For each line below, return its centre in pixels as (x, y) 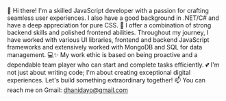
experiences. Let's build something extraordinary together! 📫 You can (106, 80)
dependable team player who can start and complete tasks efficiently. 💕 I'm (113, 65)
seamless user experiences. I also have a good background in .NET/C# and (113, 18)
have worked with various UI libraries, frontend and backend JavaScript (108, 40)
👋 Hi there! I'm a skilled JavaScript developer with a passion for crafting (108, 11)
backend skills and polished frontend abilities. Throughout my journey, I (108, 32)
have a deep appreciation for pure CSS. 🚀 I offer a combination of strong (109, 25)
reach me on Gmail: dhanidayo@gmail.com (67, 90)
